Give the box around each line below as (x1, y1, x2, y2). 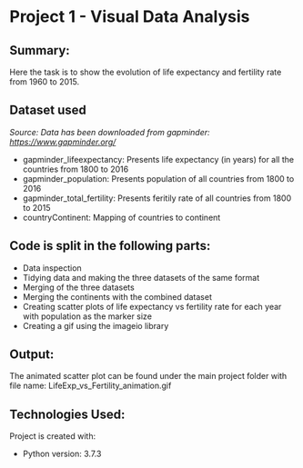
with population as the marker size (22, 311, 153, 322)
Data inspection (22, 262, 82, 274)
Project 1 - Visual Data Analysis (9, 6, 250, 27)
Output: (9, 347, 55, 363)
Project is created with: (9, 431, 96, 442)
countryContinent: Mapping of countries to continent (22, 212, 221, 223)
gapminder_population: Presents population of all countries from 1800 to (22, 173, 295, 184)
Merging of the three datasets (22, 282, 135, 293)
